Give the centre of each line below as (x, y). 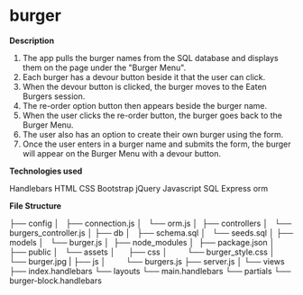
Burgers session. (54, 96)
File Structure (35, 206)
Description (32, 40)
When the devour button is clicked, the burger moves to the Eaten (145, 86)
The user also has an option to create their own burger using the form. (153, 134)
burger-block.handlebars (55, 281)
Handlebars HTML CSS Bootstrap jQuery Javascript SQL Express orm (139, 188)
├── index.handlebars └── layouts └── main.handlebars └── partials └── (150, 271)
